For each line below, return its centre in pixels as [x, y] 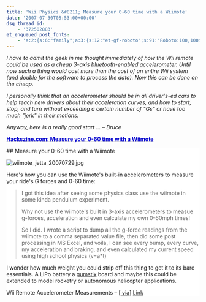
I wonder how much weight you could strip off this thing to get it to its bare [101, 268]
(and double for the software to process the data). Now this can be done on [102, 77]
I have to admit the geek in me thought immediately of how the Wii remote [100, 58]
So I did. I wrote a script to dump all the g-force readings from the [104, 230]
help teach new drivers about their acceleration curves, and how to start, [99, 102]
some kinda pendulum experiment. [65, 199]
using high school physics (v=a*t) [64, 256]
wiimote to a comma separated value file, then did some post [98, 236]
